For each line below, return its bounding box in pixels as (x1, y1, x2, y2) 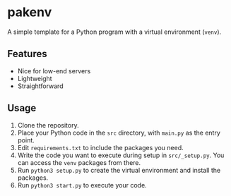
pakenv (7, 4, 52, 20)
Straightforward (17, 82, 64, 90)
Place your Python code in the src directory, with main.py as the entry (17, 128, 221, 137)
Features (7, 48, 47, 60)
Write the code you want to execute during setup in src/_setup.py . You (17, 151, 225, 159)
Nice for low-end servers (17, 66, 91, 75)
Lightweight (17, 74, 52, 82)
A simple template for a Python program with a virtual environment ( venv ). (7, 27, 222, 36)
